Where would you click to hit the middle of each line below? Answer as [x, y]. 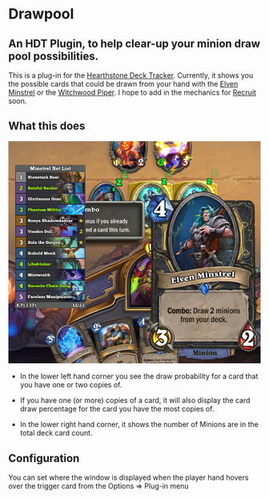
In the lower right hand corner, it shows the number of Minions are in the [139, 424]
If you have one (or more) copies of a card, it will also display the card [135, 400]
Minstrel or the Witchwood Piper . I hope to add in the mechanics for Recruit [132, 92]
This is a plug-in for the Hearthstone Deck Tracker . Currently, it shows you [131, 75]
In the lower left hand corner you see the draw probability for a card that [139, 376]
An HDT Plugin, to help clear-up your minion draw [134, 44]
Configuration [44, 458]
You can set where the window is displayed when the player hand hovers [128, 477]
